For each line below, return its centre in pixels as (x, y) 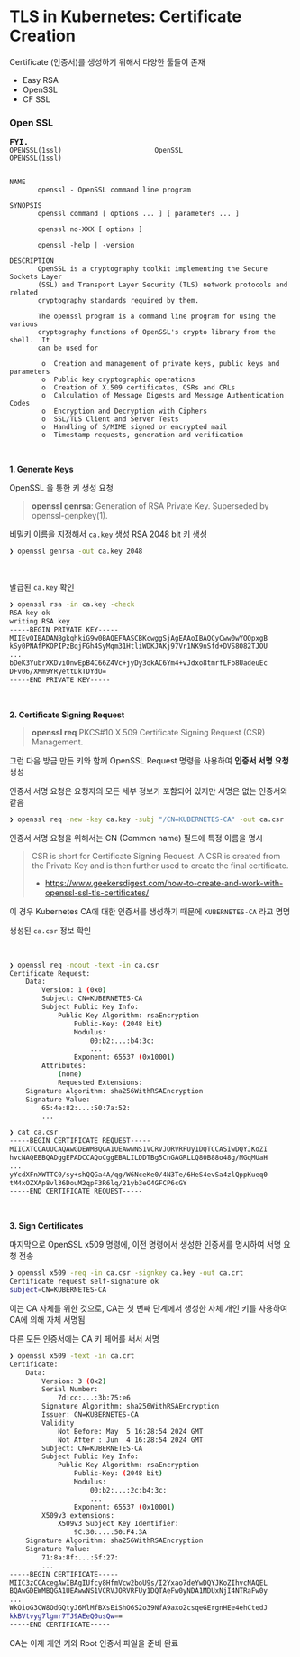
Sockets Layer (36, 277)
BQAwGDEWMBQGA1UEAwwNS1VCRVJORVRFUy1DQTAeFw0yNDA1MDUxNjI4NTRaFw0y (139, 1591)
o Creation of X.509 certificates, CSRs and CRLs (139, 388)
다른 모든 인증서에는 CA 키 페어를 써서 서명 (85, 1338)
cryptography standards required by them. (118, 301)
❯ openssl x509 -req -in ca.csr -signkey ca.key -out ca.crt (127, 1273)
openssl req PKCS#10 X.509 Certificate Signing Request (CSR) (148, 732)
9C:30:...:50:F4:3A (110, 1532)
